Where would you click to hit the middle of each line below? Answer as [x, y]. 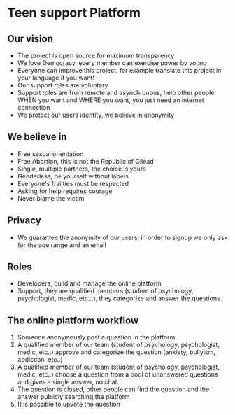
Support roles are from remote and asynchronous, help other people [116, 93]
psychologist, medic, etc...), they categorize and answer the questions [119, 298]
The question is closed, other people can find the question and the [113, 389]
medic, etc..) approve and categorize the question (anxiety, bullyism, [116, 352]
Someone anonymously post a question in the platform [96, 337]
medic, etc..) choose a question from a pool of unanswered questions [117, 374]
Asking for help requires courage [65, 191]
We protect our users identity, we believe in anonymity [96, 115]
